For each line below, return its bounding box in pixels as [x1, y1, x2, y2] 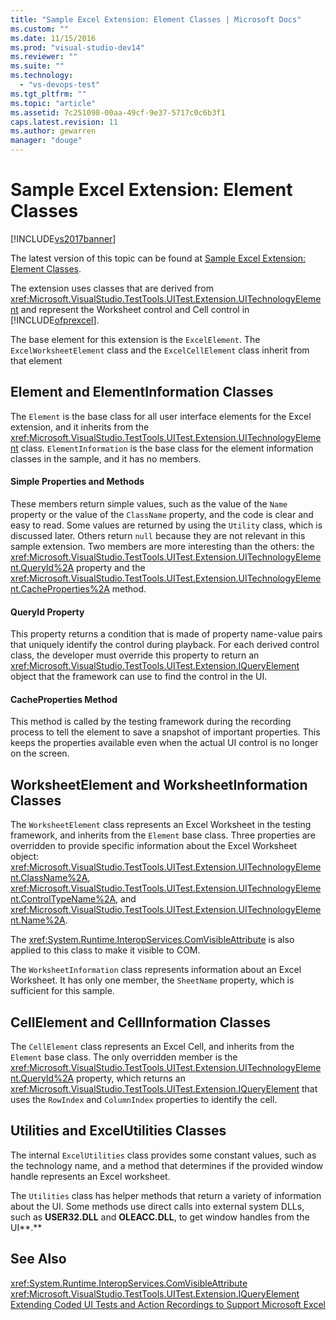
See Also [10, 1251, 67, 1268]
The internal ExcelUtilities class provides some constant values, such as [10, 1149, 317, 1161]
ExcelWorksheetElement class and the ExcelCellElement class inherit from [10, 344, 310, 356]
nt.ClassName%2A [10, 872, 88, 884]
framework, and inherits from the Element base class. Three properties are [10, 829, 316, 841]
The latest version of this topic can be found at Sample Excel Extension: [10, 252, 306, 264]
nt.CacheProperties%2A [10, 582, 110, 595]
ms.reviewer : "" [10, 52, 78, 62]
